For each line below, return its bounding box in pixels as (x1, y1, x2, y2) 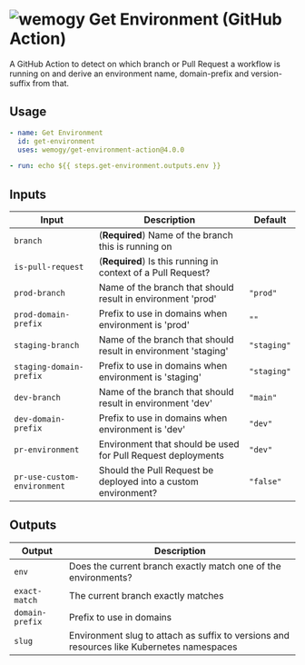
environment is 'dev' (98, 423, 186, 436)
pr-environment (14, 445, 80, 455)
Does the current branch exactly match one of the (69, 560, 281, 572)
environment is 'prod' (98, 319, 191, 332)
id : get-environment (17, 136, 95, 145)
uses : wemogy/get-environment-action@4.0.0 (17, 145, 184, 154)
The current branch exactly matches (69, 589, 224, 601)
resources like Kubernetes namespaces (69, 640, 238, 653)
